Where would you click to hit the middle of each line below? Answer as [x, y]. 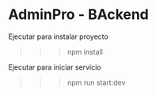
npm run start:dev [96, 82]
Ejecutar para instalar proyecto [58, 36]
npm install [85, 51]
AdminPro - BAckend [78, 15]
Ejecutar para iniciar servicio [55, 67]
